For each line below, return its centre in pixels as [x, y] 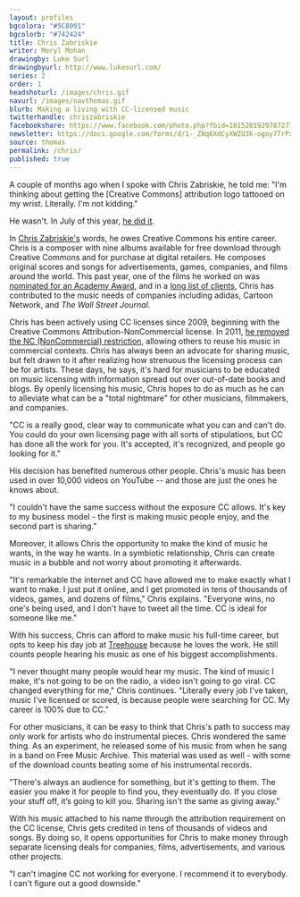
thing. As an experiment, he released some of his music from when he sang [148, 745]
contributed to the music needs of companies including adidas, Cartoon [142, 295]
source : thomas [37, 142]
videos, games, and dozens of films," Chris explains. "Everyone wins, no [142, 598]
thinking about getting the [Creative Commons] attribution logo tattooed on [147, 194]
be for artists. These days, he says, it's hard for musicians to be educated [144, 369]
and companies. [39, 407]
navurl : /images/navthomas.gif [67, 101]
